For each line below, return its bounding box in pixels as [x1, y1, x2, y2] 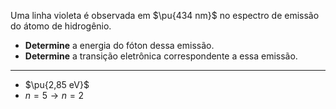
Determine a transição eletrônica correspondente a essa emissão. [24, 50, 298, 62]
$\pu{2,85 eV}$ [24, 79, 90, 90]
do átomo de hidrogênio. [10, 20, 112, 32]
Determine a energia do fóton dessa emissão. [24, 40, 215, 51]
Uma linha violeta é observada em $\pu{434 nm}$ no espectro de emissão [10, 10, 320, 21]
